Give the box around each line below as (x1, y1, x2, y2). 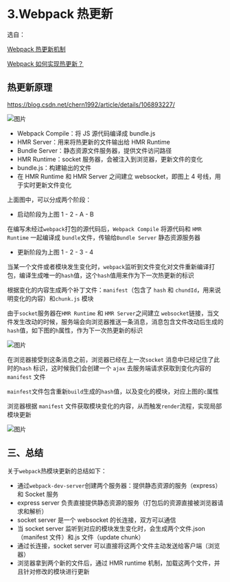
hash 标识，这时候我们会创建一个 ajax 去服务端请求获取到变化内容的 (19, 364, 211, 372)
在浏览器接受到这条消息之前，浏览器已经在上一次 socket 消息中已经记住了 (7, 355, 214, 363)
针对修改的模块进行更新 (23, 567, 90, 575)
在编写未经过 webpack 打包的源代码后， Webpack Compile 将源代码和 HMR (7, 224, 202, 233)
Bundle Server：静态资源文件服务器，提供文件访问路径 (16, 146, 172, 155)
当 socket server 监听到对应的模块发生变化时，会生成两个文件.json (16, 524, 206, 532)
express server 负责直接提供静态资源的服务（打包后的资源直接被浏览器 (16, 498, 218, 506)
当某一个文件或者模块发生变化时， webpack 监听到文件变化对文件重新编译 (7, 262, 209, 270)
